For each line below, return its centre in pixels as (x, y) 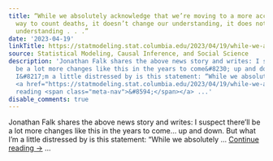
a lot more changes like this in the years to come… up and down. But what (132, 131)
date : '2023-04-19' (41, 39)
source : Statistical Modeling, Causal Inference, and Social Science (129, 54)
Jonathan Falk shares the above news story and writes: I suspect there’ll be (134, 122)
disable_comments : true (49, 99)
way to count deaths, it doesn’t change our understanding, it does (134, 24)
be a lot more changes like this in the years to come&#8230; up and (136, 69)
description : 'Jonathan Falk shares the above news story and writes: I (134, 62)
